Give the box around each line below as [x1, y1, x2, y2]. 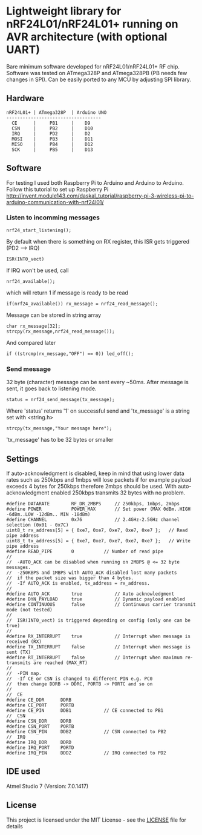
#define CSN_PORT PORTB [6, 723, 74, 730]
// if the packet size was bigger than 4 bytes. [6, 574, 134, 581]
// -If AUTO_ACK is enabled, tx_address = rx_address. [6, 580, 150, 586]
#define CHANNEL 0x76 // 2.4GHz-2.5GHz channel [6, 516, 180, 522]
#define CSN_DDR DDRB [6, 718, 71, 724]
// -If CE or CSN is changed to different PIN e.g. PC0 [6, 676, 153, 682]
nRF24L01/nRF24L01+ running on [6, 17, 178, 31]
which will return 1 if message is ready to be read [6, 289, 129, 296]
